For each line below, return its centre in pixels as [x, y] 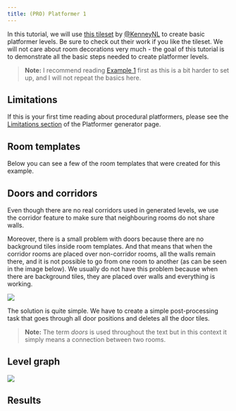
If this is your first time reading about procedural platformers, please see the [118, 117]
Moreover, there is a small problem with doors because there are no [106, 239]
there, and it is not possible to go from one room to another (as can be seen [117, 261]
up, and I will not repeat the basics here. [83, 78]
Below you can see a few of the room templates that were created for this [114, 164]
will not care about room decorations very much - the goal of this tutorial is [116, 49]
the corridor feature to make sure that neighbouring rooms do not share [111, 218]
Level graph [34, 362]
